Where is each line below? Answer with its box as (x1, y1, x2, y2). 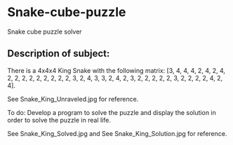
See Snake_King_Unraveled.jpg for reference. (7, 95, 139, 103)
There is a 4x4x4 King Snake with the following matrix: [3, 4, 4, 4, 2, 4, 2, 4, (7, 66, 226, 74)
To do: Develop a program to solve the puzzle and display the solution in (7, 108, 216, 116)
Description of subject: (7, 48, 110, 60)
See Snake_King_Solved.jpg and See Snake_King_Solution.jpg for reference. (7, 129, 227, 137)
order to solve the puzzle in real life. (7, 116, 111, 124)
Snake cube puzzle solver (7, 27, 82, 36)
